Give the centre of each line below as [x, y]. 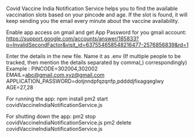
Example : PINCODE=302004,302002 [52, 69]
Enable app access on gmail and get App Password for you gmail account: [96, 32]
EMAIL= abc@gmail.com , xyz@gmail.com [55, 75]
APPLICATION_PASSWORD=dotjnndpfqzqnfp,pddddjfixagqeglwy [85, 81]
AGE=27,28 [20, 87]
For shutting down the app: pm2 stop [51, 116]
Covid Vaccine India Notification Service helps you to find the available [92, 9]
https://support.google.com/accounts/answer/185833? [73, 38]
